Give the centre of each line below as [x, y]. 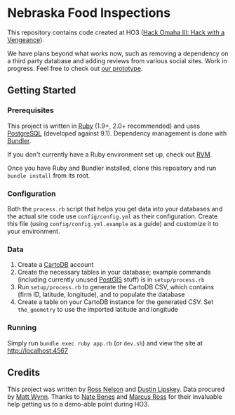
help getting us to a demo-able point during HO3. [78, 404]
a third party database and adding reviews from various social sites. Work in [117, 60]
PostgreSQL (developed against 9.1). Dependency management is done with [117, 133]
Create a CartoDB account [55, 265]
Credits [24, 373]
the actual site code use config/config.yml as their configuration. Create [113, 216]
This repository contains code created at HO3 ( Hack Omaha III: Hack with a [116, 32]
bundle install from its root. [49, 175]
